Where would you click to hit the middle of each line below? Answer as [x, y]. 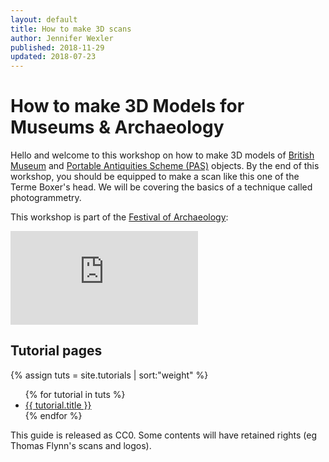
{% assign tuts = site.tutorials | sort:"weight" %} [109, 375]
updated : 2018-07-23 [53, 57]
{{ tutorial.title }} [58, 405]
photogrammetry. [46, 198]
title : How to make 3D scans [71, 29]
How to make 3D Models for [127, 106]
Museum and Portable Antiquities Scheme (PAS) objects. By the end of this [165, 166]
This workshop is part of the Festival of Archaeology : [119, 217]
